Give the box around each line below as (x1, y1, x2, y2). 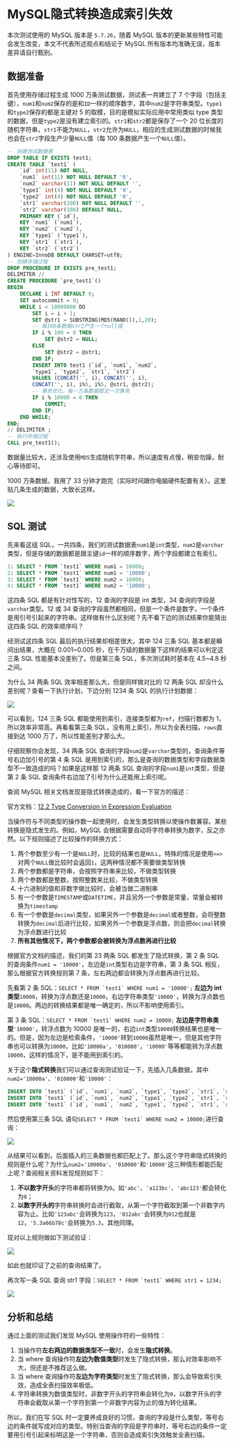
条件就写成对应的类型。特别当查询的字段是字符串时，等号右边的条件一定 (19, 1421, 227, 1430)
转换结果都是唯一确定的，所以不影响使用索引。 (53, 1001, 188, 1009)
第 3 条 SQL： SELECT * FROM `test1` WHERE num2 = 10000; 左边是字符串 (7, 1016, 213, 1025)
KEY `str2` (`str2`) (19, 245, 79, 252)
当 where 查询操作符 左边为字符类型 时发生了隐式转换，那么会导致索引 (17, 1372, 216, 1380)
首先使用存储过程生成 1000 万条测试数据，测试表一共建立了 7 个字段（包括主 (7, 90, 227, 98)
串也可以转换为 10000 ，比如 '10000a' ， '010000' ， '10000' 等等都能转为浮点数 (7, 1042, 223, 1050)
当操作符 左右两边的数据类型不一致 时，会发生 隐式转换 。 (17, 1346, 176, 1354)
